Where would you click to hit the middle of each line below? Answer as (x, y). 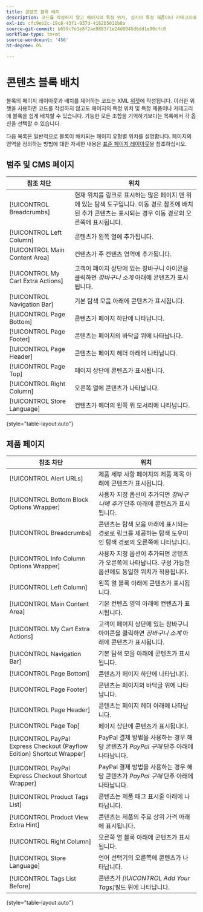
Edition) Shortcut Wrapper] (48, 754)
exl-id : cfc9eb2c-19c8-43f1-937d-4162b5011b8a (66, 23)
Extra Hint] (24, 825)
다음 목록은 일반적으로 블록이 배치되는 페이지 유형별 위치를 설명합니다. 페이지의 (99, 136)
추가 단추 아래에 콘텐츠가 (144, 504)
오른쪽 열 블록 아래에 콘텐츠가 (138, 838)
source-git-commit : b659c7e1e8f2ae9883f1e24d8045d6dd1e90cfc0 (86, 29)
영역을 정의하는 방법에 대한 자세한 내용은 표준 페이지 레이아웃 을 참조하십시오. (97, 143)
